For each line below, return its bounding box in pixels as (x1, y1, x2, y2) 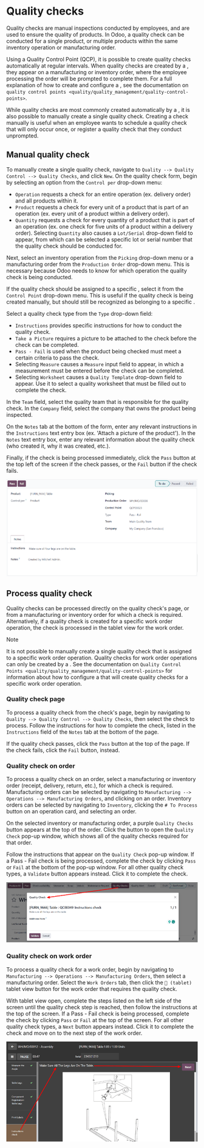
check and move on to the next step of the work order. (6, 1029, 143, 1037)
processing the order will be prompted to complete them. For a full (6, 75, 172, 82)
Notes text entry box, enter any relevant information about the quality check (6, 436, 195, 443)
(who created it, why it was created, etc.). (6, 442, 110, 450)
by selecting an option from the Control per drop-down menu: (6, 178, 163, 186)
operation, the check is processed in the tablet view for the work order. (6, 624, 184, 631)
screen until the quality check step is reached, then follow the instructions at (6, 1003, 197, 1011)
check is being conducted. (6, 273, 73, 280)
